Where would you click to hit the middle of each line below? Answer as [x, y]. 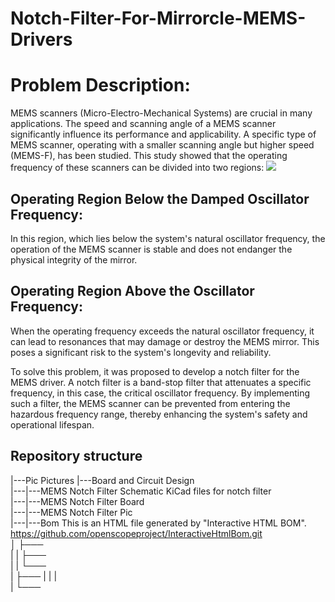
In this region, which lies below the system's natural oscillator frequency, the [168, 238]
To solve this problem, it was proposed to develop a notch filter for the [155, 371]
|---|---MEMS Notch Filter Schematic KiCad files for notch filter [141, 491]
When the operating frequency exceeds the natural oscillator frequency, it [162, 331]
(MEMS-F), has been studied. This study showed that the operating [149, 156]
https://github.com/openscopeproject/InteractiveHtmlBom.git [136, 533]
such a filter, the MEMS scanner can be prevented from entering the [150, 403]
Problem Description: [100, 85]
